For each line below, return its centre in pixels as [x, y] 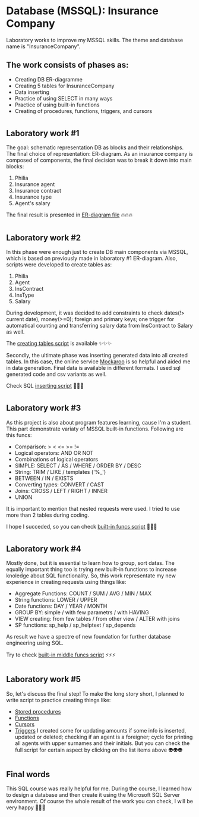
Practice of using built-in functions [57, 105]
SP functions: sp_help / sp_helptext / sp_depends [75, 625]
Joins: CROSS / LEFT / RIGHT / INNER [61, 491]
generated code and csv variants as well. [56, 374]
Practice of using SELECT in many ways [64, 98]
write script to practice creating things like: [59, 700]
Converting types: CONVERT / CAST [59, 484]
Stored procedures [38, 711]
